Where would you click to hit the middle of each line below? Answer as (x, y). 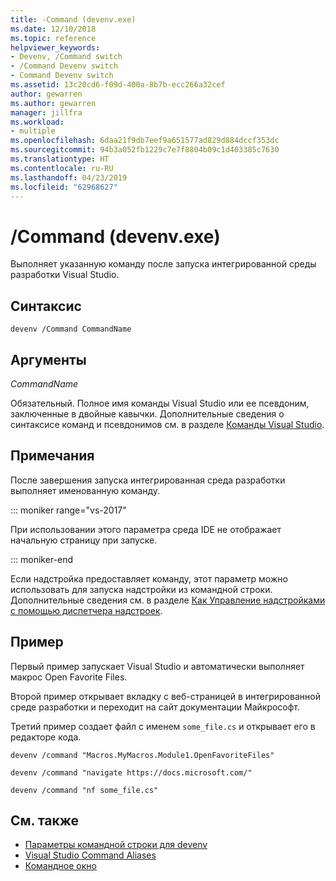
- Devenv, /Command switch (66, 57)
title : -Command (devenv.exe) (73, 19)
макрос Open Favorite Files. (69, 677)
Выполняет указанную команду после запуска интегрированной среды (163, 264)
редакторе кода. (46, 737)
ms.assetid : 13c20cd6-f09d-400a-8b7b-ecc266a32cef (118, 85)
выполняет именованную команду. (85, 490)
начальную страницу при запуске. (84, 540)
